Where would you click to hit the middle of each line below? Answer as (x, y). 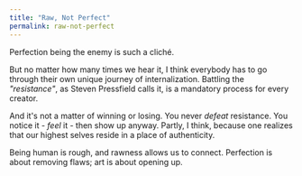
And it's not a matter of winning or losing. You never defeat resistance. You (149, 116)
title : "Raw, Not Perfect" (60, 18)
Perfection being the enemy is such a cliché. (92, 51)
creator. (24, 98)
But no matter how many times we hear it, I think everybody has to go (138, 69)
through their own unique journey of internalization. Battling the (127, 79)
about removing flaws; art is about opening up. (96, 162)
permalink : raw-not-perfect (62, 26)
